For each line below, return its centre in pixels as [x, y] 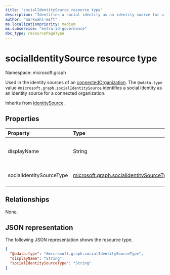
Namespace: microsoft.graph [36, 72]
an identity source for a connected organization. [55, 93]
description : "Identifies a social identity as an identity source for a [85, 15]
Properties [22, 119]
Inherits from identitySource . [35, 103]
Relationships [27, 200]
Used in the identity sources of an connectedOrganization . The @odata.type [84, 82]
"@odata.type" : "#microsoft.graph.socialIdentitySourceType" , [77, 254]
